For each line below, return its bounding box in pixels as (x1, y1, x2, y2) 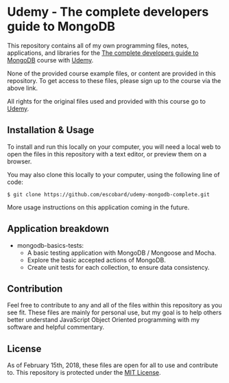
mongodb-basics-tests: (16, 241, 84, 249)
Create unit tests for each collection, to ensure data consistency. (27, 263, 210, 271)
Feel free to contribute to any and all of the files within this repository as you (7, 301, 223, 310)
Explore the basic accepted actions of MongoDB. (27, 255, 167, 264)
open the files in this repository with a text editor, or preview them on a (7, 150, 207, 158)
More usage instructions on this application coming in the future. (7, 203, 190, 211)
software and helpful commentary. (7, 323, 105, 332)
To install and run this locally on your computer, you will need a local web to (7, 142, 221, 151)
